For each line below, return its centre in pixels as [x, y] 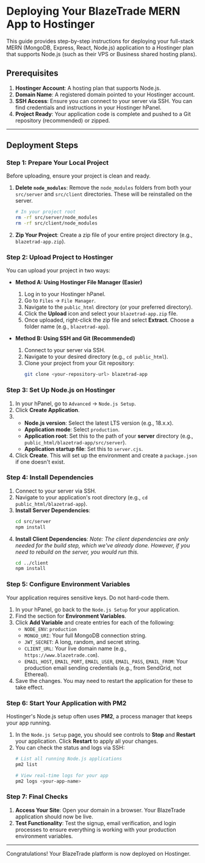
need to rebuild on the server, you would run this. [77, 552]
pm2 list [26, 764]
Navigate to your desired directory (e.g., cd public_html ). [96, 357]
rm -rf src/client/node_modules [56, 223]
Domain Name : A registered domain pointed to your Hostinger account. [105, 94]
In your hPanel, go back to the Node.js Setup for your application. [97, 609]
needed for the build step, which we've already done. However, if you [103, 545]
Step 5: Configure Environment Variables [68, 584]
